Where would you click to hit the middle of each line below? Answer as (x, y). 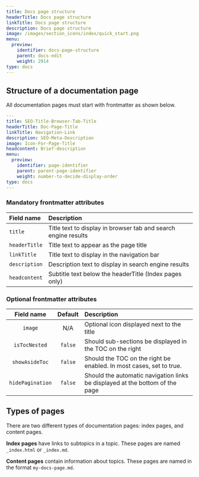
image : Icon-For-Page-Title (41, 143)
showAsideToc (31, 362)
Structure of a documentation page (73, 90)
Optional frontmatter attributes (52, 299)
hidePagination (31, 383)
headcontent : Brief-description (46, 149)
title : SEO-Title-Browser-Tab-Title (51, 121)
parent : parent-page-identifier (57, 171)
